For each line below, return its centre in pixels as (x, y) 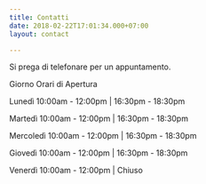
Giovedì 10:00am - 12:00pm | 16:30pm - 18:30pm (99, 153)
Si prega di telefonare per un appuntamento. (90, 67)
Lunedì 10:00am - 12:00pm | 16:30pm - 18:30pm (97, 101)
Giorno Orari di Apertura (53, 84)
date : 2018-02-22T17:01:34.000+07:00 (79, 26)
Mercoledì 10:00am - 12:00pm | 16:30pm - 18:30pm (103, 136)
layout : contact (39, 34)
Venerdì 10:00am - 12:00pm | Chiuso (76, 171)
